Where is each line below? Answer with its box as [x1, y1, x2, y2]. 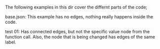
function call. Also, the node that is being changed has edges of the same [5, 34, 156, 40]
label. [5, 39, 16, 45]
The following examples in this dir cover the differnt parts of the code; [5, 4, 148, 10]
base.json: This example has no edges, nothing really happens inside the [5, 14, 153, 19]
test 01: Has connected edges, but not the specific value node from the [5, 29, 150, 34]
